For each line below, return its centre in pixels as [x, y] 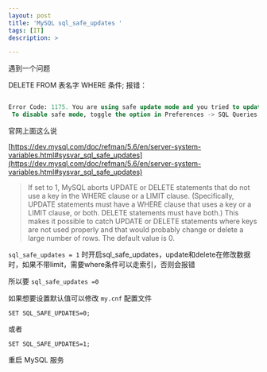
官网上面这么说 [33, 131]
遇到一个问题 [29, 68]
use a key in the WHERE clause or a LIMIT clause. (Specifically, [131, 196]
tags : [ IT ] [26, 30]
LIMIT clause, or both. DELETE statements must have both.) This [133, 213]
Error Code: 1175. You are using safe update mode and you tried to [124, 107]
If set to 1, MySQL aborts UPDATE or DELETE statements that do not [139, 187]
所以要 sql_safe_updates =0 [54, 281]
